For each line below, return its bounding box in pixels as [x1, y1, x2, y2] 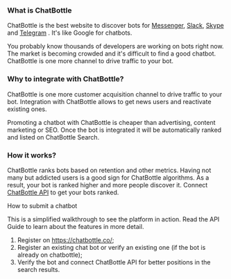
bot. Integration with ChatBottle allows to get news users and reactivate [7, 97, 212, 105]
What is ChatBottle [7, 6, 72, 15]
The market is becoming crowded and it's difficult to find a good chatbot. [7, 49, 216, 58]
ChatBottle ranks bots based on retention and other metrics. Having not [7, 166, 212, 174]
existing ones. [7, 105, 47, 113]
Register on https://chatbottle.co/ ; [17, 235, 114, 244]
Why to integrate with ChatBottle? [7, 74, 124, 84]
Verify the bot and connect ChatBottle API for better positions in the [17, 257, 211, 266]
